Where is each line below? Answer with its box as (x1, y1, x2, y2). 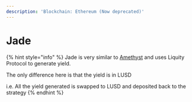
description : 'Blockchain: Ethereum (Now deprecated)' (6, 8, 145, 15)
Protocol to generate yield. (6, 60, 71, 67)
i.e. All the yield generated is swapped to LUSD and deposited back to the (6, 83, 187, 90)
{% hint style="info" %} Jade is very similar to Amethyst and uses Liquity (6, 54, 185, 61)
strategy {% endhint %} (6, 89, 64, 96)
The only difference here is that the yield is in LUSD (6, 71, 132, 78)
